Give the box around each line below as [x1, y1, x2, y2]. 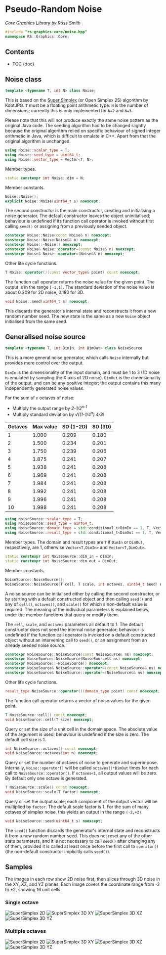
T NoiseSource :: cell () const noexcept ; [5, 712, 87, 718]
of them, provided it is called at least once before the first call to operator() [5, 843, 159, 849]
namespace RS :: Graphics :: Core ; [5, 34, 70, 39]
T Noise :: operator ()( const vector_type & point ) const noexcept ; [5, 270, 140, 275]
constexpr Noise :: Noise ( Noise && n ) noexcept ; [5, 237, 100, 243]
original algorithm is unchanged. [5, 138, 71, 144]
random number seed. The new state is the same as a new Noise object [5, 313, 151, 319]
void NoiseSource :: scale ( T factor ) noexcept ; [5, 790, 100, 795]
